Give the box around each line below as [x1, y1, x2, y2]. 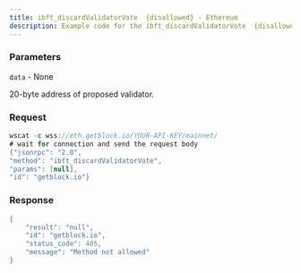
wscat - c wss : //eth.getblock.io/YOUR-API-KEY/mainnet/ [9, 132, 219, 141]
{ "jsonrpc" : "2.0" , [9, 148, 82, 157]
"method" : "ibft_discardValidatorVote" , [9, 156, 163, 166]
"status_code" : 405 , [25, 239, 102, 249]
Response [9, 194, 54, 207]
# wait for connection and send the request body [9, 140, 199, 149]
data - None [9, 71, 54, 81]
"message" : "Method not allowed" [25, 248, 150, 257]
